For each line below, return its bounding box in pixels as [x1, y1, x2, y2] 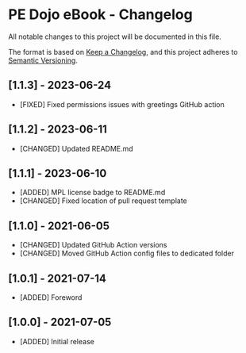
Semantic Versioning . [8, 56, 78, 65]
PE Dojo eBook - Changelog [8, 6, 193, 24]
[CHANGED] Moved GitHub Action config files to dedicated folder [19, 248, 234, 259]
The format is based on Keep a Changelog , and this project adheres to [8, 47, 238, 56]
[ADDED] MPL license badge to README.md [19, 188, 166, 198]
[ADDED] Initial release [19, 336, 95, 346]
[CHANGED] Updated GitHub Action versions [19, 240, 167, 250]
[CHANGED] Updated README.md [19, 144, 133, 153]
